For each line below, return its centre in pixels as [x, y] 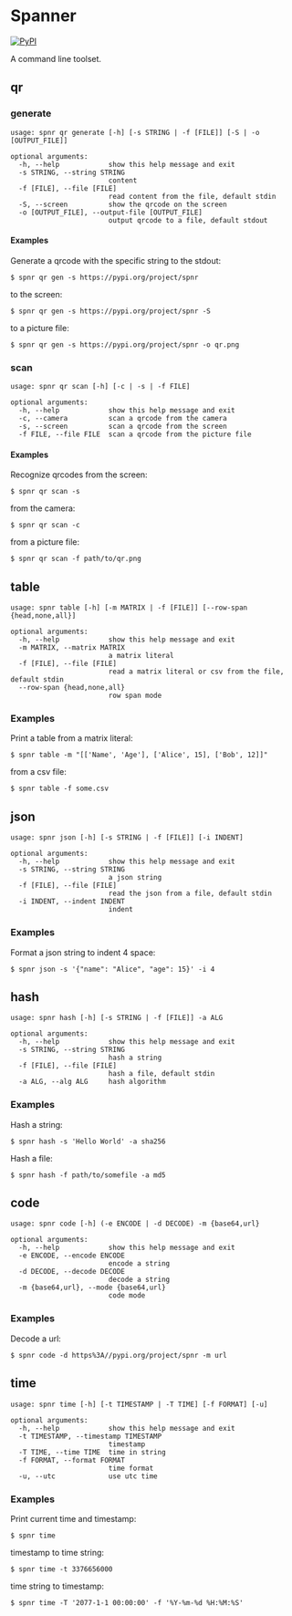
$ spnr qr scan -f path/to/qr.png [76, 559]
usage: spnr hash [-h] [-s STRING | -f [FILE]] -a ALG [117, 1018]
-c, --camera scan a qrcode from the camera [123, 419]
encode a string [139, 1264]
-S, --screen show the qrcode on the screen [123, 204]
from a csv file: [38, 772]
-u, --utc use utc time [88, 1476]
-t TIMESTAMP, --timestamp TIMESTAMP [90, 1436]
